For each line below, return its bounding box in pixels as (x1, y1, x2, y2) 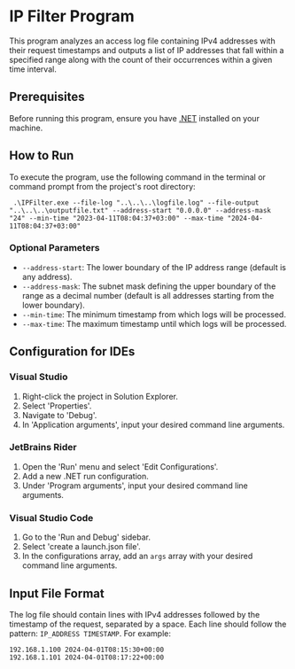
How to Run (9, 148, 74, 163)
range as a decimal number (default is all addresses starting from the (21, 290, 275, 300)
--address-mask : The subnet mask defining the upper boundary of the (21, 281, 276, 292)
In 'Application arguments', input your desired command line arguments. (21, 419, 285, 430)
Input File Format (9, 586, 105, 601)
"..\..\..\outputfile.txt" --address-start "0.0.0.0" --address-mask (9, 206, 272, 214)
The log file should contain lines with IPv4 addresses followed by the (9, 609, 260, 619)
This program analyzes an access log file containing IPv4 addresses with (9, 35, 276, 46)
